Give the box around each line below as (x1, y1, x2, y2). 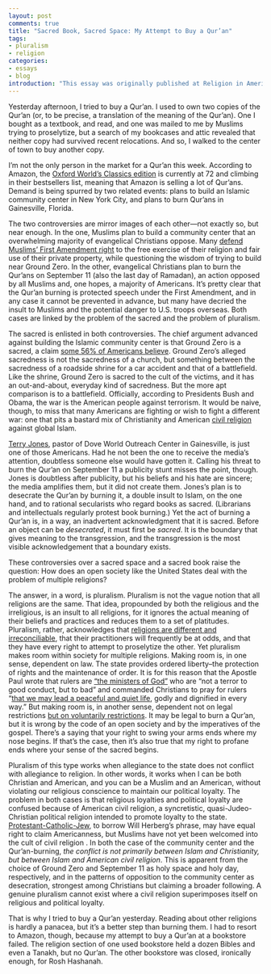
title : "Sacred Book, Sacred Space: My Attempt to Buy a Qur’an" (8, 27, 232, 35)
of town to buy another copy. (8, 145, 105, 154)
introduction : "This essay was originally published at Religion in (8, 79, 244, 87)
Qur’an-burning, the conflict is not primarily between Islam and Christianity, (8, 846, 260, 856)
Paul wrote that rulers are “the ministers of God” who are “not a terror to (8, 676, 248, 686)
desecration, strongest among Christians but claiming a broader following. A (8, 880, 262, 890)
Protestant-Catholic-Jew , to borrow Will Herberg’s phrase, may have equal (8, 821, 256, 830)
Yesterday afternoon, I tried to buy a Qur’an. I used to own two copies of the (8, 102, 261, 111)
